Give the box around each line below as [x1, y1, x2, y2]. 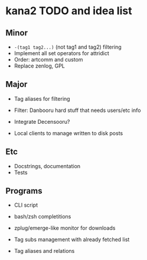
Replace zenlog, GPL [14, 62, 66, 69]
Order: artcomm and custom [14, 56, 83, 63]
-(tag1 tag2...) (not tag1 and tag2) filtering [14, 43, 122, 50]
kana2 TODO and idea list [5, 4, 132, 18]
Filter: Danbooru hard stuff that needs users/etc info [14, 107, 141, 114]
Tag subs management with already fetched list [14, 236, 130, 243]
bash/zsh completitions [14, 213, 71, 220]
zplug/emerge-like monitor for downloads [14, 224, 116, 232]
